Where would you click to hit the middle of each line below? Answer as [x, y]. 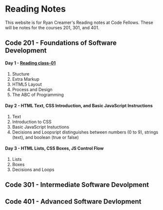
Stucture [21, 74]
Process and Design [32, 89]
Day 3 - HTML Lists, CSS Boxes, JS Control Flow [54, 148]
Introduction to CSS [32, 122]
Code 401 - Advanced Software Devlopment [73, 201]
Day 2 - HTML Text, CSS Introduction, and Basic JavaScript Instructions [79, 106]
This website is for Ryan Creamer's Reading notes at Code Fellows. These [79, 22]
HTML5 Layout [27, 84]
